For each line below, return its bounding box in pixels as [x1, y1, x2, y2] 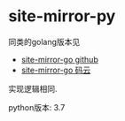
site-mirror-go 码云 [20, 64, 91, 75]
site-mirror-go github [20, 54, 98, 64]
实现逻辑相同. [8, 83, 59, 94]
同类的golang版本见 [8, 36, 81, 47]
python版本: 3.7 [8, 102, 66, 112]
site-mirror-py [8, 6, 116, 26]
